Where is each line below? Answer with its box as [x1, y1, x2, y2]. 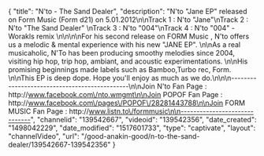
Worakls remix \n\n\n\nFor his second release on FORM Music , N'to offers [8, 31, 250, 41]
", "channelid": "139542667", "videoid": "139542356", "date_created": [30, 115, 257, 124]
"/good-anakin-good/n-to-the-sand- [81, 132, 200, 140]
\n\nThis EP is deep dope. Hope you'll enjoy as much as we [8, 74, 200, 82]
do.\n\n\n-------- [201, 74, 257, 82]
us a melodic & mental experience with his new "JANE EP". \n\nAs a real [8, 40, 241, 49]
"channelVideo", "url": [8, 132, 80, 140]
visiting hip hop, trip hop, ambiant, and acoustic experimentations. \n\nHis [8, 56, 248, 66]
